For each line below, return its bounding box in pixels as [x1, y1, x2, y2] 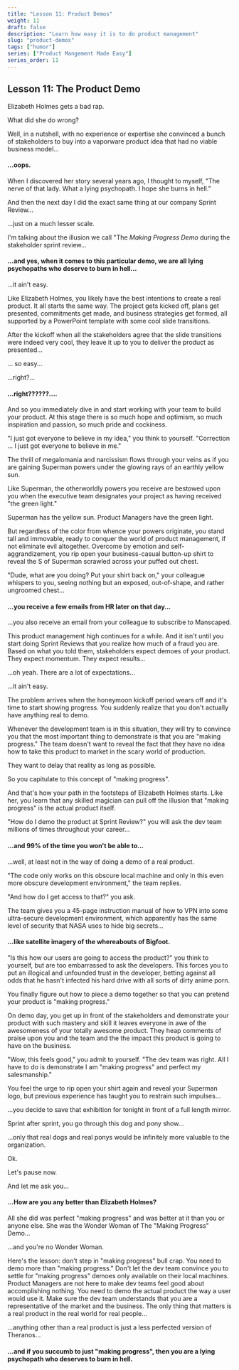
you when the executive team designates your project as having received [7, 492, 222, 501]
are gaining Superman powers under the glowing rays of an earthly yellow [7, 463, 224, 471]
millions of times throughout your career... [7, 825, 130, 834]
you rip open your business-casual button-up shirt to [58, 550, 214, 558]
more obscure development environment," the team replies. [7, 879, 182, 887]
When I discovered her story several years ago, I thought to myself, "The [7, 176, 221, 185]
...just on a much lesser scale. [7, 219, 95, 228]
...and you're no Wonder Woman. [7, 1242, 105, 1251]
